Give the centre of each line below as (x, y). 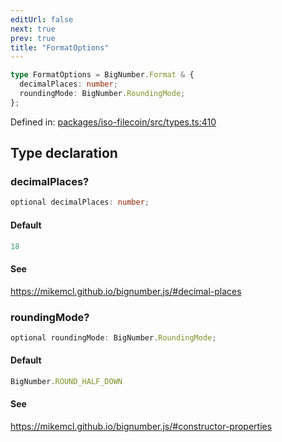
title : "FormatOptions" (60, 47)
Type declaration (64, 153)
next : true (33, 29)
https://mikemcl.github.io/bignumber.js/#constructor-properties (141, 427)
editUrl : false (42, 19)
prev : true (33, 38)
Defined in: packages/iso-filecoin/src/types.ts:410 (113, 122)
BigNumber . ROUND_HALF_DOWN (66, 381)
